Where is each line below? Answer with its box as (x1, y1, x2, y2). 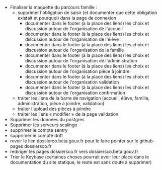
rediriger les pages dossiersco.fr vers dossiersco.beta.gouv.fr (10, 148, 139, 154)
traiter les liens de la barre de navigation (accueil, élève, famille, (17, 95, 150, 101)
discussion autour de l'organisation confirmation (25, 90, 126, 96)
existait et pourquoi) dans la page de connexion (17, 15, 117, 21)
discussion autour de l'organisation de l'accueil (25, 26, 123, 32)
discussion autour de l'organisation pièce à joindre (25, 68, 130, 74)
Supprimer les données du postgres (10, 117, 85, 122)
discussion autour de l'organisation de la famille (25, 47, 124, 53)
